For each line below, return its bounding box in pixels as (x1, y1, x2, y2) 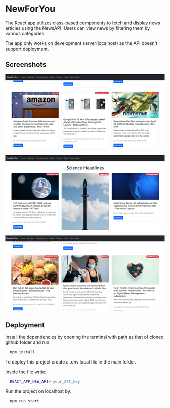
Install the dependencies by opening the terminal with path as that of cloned (5, 334, 164, 340)
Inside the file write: (5, 369, 47, 375)
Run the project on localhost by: (5, 388, 72, 394)
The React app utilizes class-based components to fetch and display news (5, 20, 160, 26)
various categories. (5, 30, 46, 36)
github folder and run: (5, 339, 51, 345)
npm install (10, 349, 35, 354)
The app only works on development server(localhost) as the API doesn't (5, 40, 158, 46)
